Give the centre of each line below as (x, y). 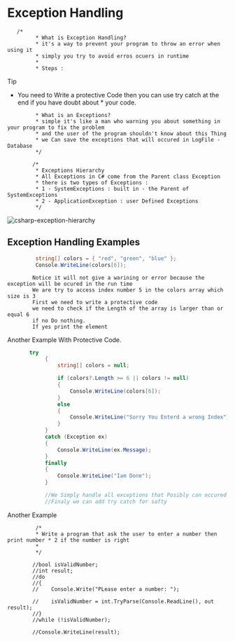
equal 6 (19, 314)
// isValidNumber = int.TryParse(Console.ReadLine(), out (123, 601)
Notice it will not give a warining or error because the (119, 278)
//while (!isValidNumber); (72, 620)
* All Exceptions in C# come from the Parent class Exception (128, 177)
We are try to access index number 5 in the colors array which (128, 290)
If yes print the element (70, 327)
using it (20, 50)
